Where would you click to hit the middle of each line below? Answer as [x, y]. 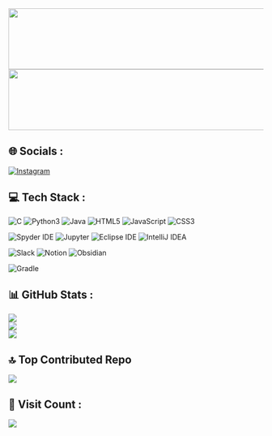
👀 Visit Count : [45, 404]
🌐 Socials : [36, 151]
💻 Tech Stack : [47, 198]
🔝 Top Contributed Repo [70, 359]
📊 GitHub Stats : [51, 295]
